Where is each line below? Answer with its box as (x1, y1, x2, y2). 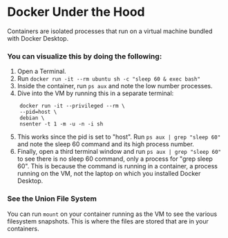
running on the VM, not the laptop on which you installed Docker (17, 170, 201, 178)
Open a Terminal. (17, 67, 67, 76)
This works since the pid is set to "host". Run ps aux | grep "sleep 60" (17, 132, 221, 141)
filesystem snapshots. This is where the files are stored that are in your (7, 217, 209, 225)
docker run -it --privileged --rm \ (19, 103, 126, 110)
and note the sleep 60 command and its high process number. (17, 140, 195, 148)
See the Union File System (7, 194, 97, 204)
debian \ (19, 115, 45, 121)
